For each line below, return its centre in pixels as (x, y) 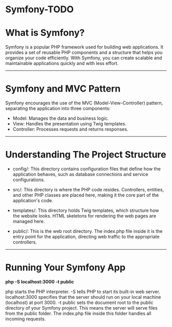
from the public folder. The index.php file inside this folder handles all (78, 313)
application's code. (33, 200)
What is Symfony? (45, 33)
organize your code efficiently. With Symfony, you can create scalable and (84, 58)
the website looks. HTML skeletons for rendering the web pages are (84, 216)
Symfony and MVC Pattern (63, 89)
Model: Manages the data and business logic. (61, 118)
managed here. (29, 221)
